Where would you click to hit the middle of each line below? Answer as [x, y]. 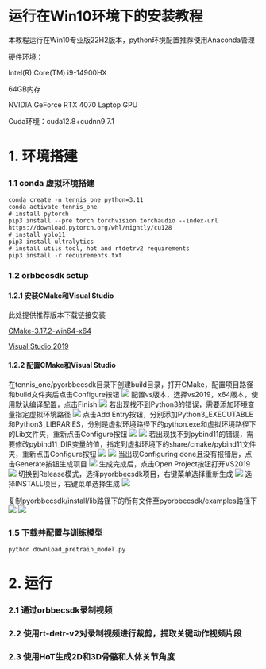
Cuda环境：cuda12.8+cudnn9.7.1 [62, 121]
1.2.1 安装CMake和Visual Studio [61, 296]
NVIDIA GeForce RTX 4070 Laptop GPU [73, 105]
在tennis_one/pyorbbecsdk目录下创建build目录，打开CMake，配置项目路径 [131, 384]
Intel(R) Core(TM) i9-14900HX [58, 72]
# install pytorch [39, 214]
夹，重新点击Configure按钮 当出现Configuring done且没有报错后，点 [130, 454]
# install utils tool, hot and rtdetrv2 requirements [99, 249]
